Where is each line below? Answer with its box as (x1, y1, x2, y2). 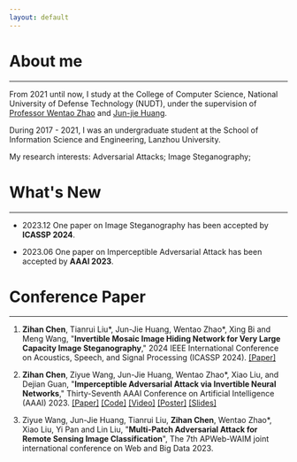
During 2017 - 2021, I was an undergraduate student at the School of (9, 125, 259, 135)
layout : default (9, 12, 69, 22)
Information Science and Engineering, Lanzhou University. (9, 134, 221, 144)
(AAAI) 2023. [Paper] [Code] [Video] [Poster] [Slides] (21, 397, 217, 408)
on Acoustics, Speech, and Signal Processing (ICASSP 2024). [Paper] (21, 352, 277, 363)
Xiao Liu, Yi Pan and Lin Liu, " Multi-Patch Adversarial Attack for (21, 424, 258, 435)
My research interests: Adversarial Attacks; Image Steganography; (9, 151, 252, 162)
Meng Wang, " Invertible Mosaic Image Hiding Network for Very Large (21, 334, 281, 344)
